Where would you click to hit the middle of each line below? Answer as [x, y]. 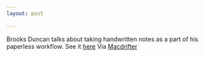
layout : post [25, 13]
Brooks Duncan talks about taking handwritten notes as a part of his [102, 39]
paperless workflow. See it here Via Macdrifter [72, 46]
